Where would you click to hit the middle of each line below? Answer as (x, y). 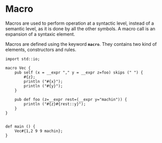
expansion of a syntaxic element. (40, 34)
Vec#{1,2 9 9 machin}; (39, 131)
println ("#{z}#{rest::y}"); (55, 104)
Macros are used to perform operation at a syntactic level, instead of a (80, 23)
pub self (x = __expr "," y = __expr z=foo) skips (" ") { (79, 73)
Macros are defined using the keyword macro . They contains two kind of (81, 44)
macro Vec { (18, 68)
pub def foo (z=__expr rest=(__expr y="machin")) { (71, 99)
